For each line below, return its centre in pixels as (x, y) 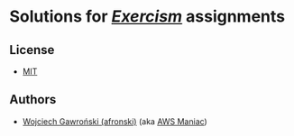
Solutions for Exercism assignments (147, 17)
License (32, 50)
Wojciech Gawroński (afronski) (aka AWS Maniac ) (115, 121)
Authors (33, 100)
